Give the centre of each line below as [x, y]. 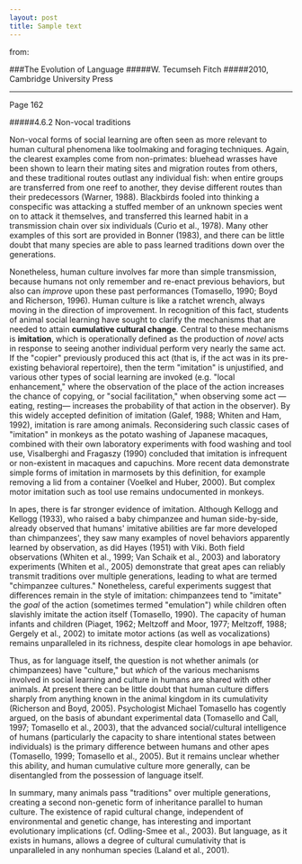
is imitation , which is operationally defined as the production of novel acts [147, 338]
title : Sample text [46, 26]
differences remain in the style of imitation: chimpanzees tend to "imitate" [146, 595]
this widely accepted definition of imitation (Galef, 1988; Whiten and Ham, [145, 415]
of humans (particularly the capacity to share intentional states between [142, 737]
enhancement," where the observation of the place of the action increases [147, 386]
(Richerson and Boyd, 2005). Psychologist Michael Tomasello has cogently [148, 708]
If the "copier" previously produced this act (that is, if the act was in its [140, 357]
